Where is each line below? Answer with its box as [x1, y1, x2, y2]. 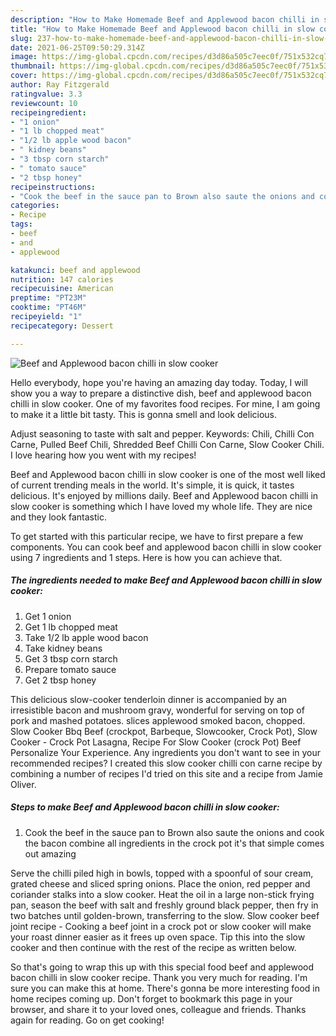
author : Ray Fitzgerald [10, 80, 110, 90]
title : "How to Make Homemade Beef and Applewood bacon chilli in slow [10, 24, 315, 34]
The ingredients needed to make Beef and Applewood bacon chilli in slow [10, 574, 323, 586]
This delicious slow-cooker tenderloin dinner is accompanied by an [10, 693, 288, 705]
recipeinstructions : [10, 182, 97, 192]
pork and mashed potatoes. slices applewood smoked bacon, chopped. [10, 714, 306, 726]
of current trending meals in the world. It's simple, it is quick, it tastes [10, 479, 295, 491]
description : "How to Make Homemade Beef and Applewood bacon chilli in [10, 14, 320, 25]
